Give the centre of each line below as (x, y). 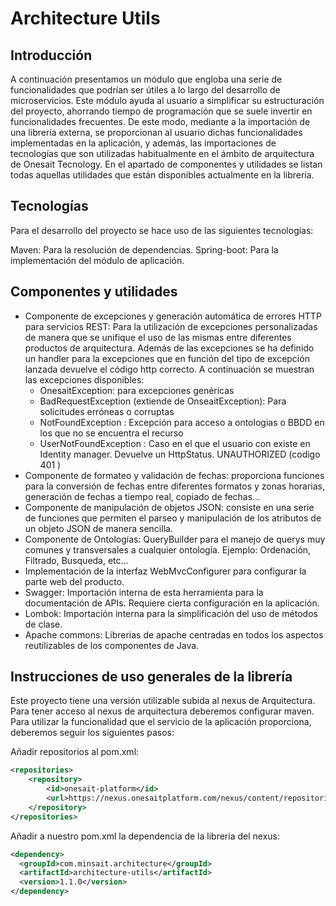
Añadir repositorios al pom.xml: (75, 752)
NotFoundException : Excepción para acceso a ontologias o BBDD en (182, 422)
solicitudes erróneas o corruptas (107, 411)
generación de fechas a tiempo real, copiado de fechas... (142, 496)
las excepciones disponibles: (84, 379)
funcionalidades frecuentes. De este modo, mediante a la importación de (160, 121)
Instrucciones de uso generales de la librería (151, 677)
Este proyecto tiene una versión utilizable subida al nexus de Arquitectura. (163, 701)
